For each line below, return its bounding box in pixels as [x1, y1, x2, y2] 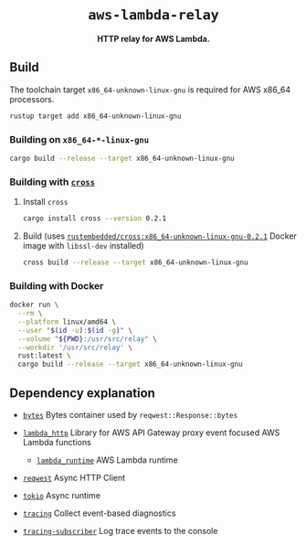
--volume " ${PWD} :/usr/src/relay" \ [17, 334, 157, 344]
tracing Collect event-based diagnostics [22, 508, 176, 518]
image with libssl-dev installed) [22, 240, 144, 251]
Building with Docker [9, 279, 104, 292]
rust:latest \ [17, 351, 71, 360]
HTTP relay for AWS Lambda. [97, 33, 210, 44]
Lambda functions [22, 436, 91, 447]
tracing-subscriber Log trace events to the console [22, 525, 218, 536]
